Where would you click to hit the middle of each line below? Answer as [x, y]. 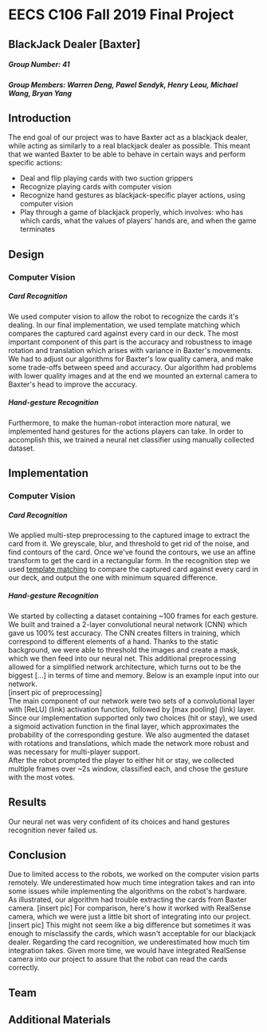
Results [27, 802]
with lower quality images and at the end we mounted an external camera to [133, 375]
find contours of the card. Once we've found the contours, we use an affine [132, 552]
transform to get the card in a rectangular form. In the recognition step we [130, 560]
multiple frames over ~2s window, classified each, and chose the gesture [128, 768]
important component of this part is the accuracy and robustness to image [130, 342]
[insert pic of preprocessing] [55, 692]
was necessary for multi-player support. [74, 752]
